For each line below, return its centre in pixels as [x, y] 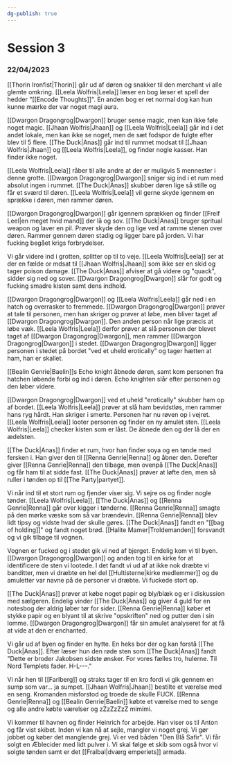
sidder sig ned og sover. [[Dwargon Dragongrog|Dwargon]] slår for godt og [115, 279]
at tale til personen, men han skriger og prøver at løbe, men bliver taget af [113, 314]
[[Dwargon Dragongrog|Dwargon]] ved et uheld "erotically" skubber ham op [116, 400]
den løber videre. [32, 386]
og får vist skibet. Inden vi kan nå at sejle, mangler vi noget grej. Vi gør [108, 730]
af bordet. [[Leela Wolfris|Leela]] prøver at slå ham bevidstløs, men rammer [115, 407]
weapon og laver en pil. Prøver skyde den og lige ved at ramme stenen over [115, 228]
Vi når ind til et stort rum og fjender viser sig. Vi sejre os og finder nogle [109, 493]
